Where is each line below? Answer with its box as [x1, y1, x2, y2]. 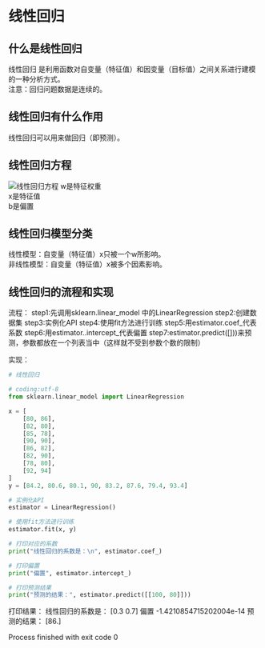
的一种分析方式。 [8, 74, 65, 84]
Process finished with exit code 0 [8, 633, 118, 642]
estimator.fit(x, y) [8, 526, 78, 534]
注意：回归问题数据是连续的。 [8, 85, 106, 94]
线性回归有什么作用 [8, 110, 103, 124]
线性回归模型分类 [8, 227, 93, 241]
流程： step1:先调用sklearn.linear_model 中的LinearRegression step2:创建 [8, 308, 251, 318]
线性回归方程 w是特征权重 [16, 181, 102, 190]
